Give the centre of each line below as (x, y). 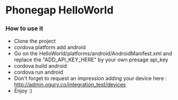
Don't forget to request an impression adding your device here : (90, 78)
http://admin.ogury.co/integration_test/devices (70, 85)
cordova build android (40, 66)
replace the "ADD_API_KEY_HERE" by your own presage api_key (91, 60)
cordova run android (39, 72)
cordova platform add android (50, 47)
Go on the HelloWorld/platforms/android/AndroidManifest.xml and (93, 54)
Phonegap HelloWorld (60, 10)
